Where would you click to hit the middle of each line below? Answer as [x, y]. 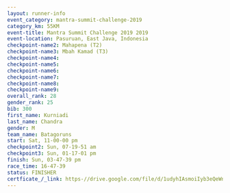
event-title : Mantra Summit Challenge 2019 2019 [78, 33]
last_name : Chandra [35, 121]
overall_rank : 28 [32, 96]
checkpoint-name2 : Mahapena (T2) [55, 45]
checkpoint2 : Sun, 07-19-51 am [52, 147]
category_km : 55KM [33, 26]
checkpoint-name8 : [33, 83]
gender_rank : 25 [30, 103]
